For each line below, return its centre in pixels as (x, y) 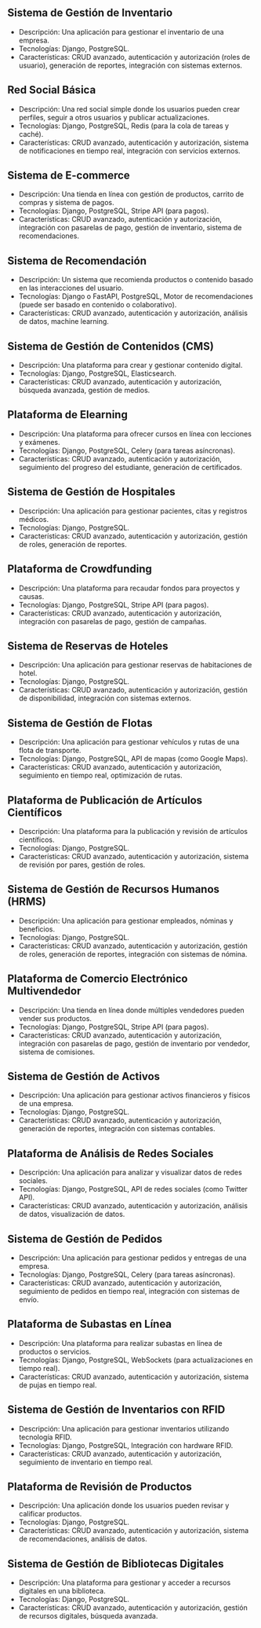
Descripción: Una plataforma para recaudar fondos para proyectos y (129, 588)
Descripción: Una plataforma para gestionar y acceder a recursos (125, 1582)
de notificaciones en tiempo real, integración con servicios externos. (129, 151)
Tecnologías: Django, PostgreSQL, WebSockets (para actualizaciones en (136, 1360)
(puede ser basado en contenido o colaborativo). (98, 305)
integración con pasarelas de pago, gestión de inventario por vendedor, (134, 1043)
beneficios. (37, 929)
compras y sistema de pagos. (66, 203)
